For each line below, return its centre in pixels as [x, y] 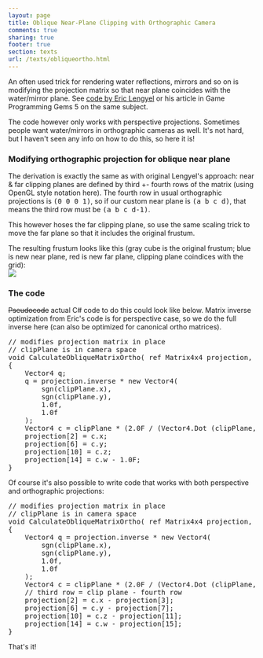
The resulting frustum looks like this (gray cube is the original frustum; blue [130, 248]
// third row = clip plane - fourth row [104, 593]
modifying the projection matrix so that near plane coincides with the [119, 90]
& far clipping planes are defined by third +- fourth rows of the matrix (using [131, 185]
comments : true [33, 30]
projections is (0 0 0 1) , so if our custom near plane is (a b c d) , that [127, 201]
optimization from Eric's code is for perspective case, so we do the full [122, 318]
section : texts [33, 52]
